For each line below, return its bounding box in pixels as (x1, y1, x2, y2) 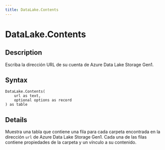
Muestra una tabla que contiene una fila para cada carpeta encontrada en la (5, 129, 161, 135)
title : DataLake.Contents (5, 7, 58, 12)
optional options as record (14, 98, 72, 103)
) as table (5, 102, 28, 107)
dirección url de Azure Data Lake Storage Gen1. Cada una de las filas (5, 134, 147, 140)
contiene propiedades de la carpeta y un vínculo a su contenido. (5, 140, 137, 146)
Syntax (5, 76, 28, 84)
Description (5, 48, 42, 57)
